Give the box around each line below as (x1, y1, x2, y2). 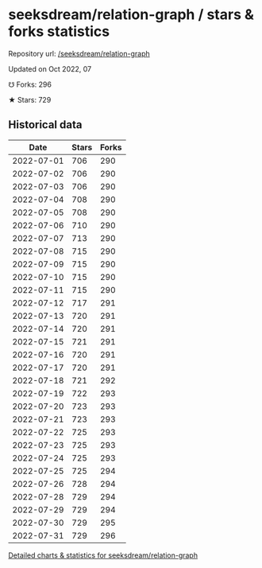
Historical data (8, 118, 83, 132)
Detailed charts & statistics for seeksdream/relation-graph (8, 550, 198, 560)
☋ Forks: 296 (8, 80, 52, 89)
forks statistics (8, 22, 110, 41)
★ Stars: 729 (8, 95, 52, 104)
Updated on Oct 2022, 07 (8, 64, 92, 73)
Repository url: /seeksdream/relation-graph (8, 49, 150, 58)
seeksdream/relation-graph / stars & (8, 6, 254, 24)
